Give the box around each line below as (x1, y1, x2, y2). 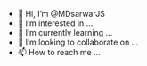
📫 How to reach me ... (17, 47, 101, 57)
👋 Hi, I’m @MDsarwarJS (17, 9, 105, 19)
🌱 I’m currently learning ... (17, 28, 113, 37)
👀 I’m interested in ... (17, 18, 94, 29)
